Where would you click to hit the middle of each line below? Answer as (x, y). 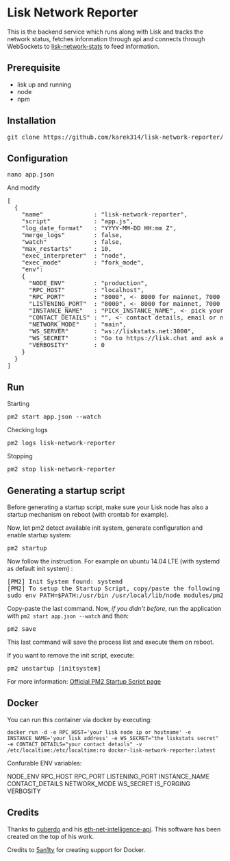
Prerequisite (34, 68)
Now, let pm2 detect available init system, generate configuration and (105, 528)
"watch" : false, (72, 242)
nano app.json (31, 175)
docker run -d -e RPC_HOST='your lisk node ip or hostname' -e (99, 732)
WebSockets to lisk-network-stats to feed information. (83, 46)
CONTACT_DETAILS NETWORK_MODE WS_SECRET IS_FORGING (99, 783)
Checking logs (27, 430)
